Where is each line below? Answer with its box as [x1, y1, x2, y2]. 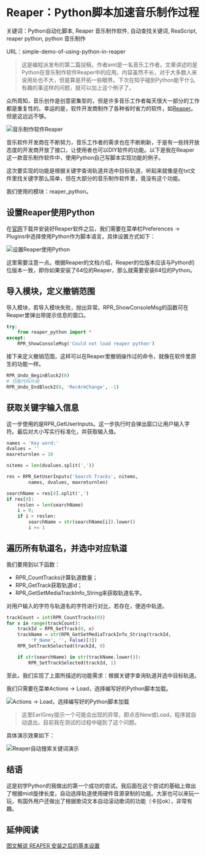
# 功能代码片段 [6, 378, 40, 384]
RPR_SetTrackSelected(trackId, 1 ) [28, 660, 116, 666]
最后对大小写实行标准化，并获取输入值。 [17, 428, 120, 435]
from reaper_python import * [17, 329, 92, 336]
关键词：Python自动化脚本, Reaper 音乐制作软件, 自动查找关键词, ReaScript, [6, 27, 197, 34]
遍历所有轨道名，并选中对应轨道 [6, 543, 128, 554]
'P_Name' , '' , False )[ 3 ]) [31, 637, 97, 644]
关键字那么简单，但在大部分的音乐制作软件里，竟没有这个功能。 [22, 175, 184, 182]
